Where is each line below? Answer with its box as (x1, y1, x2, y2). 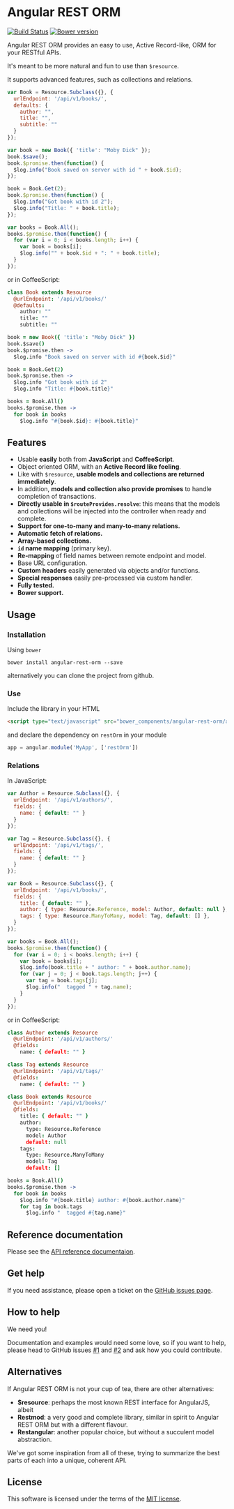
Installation (7, 629, 47, 639)
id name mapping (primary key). (17, 544, 111, 553)
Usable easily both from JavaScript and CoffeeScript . (17, 455, 175, 464)
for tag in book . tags (19, 1203, 82, 1210)
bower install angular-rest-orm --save (7, 659, 123, 666)
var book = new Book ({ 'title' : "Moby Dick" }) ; (7, 147, 151, 153)
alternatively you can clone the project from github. (7, 671, 155, 680)
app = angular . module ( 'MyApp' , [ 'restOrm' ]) (7, 744, 139, 751)
